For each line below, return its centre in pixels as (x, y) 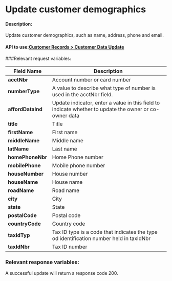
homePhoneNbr (28, 157)
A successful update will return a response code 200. (62, 273)
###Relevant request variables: (38, 58)
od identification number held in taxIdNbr (101, 238)
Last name (65, 148)
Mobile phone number (79, 165)
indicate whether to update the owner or (100, 109)
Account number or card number (92, 79)
